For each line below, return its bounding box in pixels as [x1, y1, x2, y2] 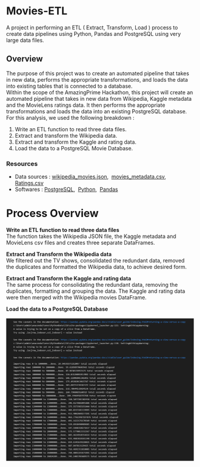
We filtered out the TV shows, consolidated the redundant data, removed [6, 256, 185, 264]
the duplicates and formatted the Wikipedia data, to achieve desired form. [6, 263, 187, 270]
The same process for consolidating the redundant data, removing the [6, 281, 178, 288]
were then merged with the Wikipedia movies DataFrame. [6, 293, 147, 301]
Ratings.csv [14, 180, 44, 187]
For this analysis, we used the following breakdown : [6, 114, 135, 121]
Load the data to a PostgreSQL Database [6, 305, 108, 313]
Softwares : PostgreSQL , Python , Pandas [14, 186, 118, 193]
